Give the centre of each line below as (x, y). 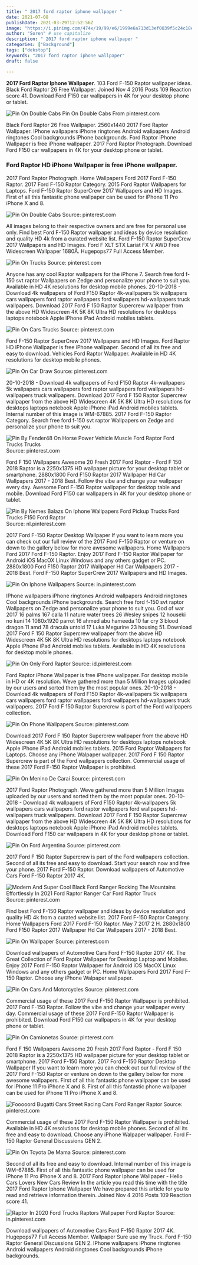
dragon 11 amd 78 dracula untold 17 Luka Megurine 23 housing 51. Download (99, 627)
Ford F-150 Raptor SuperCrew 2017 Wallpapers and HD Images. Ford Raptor (98, 341)
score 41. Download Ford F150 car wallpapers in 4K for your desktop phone (98, 96)
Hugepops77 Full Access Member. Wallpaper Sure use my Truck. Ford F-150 (99, 1237)
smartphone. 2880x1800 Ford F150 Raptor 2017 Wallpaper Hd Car (86, 474)
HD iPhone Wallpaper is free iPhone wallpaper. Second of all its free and (94, 347)
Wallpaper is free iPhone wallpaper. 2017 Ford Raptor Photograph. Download (99, 144)
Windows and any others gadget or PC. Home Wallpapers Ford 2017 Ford (95, 971)
